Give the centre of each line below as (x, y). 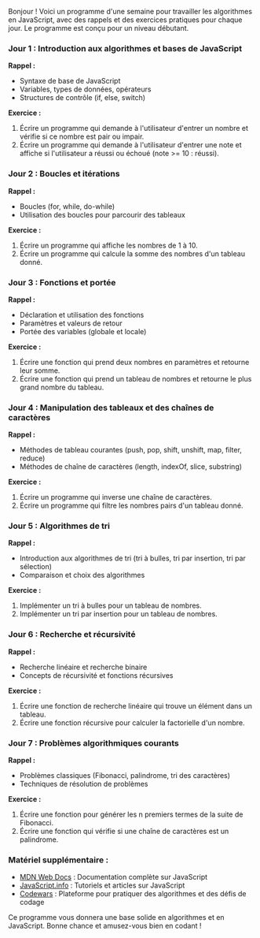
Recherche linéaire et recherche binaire (83, 667)
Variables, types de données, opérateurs (85, 89)
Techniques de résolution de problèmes (84, 784)
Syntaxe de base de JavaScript (70, 81)
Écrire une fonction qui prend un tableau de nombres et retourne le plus (135, 378)
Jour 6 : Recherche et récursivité (72, 635)
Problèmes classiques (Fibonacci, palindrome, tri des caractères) (125, 776)
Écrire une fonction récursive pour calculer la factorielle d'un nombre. (132, 722)
